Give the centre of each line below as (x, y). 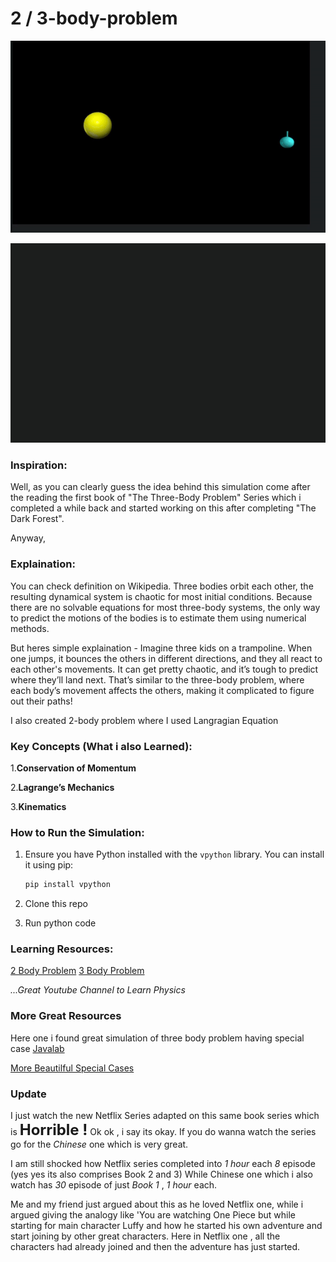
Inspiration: (39, 465)
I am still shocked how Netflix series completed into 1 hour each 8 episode (163, 1164)
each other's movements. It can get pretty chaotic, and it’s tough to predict (164, 669)
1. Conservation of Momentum (73, 768)
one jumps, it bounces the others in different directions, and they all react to (166, 658)
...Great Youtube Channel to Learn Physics (98, 990)
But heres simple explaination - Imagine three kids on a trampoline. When (161, 648)
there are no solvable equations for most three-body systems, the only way (165, 607)
